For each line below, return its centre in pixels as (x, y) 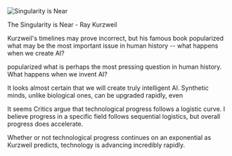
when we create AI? (36, 53)
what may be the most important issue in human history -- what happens (113, 46)
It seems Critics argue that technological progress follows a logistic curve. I (116, 109)
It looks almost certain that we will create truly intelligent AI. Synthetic (108, 88)
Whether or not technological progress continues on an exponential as (109, 137)
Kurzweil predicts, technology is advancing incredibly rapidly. (96, 145)
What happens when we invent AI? (57, 74)
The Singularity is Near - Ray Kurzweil (62, 25)
